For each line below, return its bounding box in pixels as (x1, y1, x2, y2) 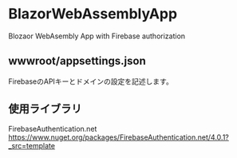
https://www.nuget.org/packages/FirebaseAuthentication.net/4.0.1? (8, 132, 229, 142)
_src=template (8, 140, 56, 150)
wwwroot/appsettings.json (8, 54, 146, 68)
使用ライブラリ (8, 102, 82, 116)
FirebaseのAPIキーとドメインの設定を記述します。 (8, 77, 173, 86)
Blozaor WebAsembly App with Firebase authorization (8, 31, 186, 41)
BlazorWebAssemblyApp (8, 5, 178, 23)
